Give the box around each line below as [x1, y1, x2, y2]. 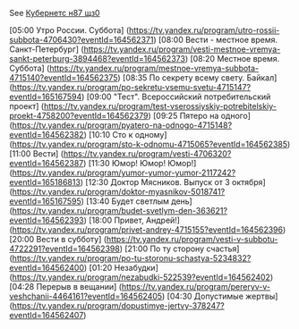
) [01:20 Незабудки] [83, 263, 158, 273]
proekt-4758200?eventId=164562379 [9, 111, 149, 121]
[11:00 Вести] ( [9, 148, 64, 159]
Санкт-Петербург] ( [9, 44, 84, 55]
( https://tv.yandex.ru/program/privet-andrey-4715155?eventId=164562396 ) [9, 224, 286, 235]
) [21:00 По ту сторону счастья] [119, 243, 240, 254]
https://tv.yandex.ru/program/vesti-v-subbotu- [106, 234, 278, 244]
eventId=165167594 [9, 91, 82, 102]
